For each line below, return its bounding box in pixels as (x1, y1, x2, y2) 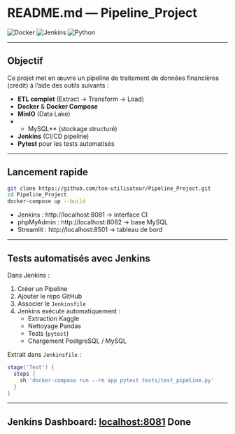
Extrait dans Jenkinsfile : (7, 351, 82, 358)
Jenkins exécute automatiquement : (17, 307, 121, 315)
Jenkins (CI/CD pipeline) (17, 132, 90, 140)
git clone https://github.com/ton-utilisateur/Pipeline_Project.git (7, 184, 211, 192)
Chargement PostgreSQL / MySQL (27, 337, 127, 345)
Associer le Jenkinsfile (17, 299, 86, 308)
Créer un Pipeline (17, 285, 68, 292)
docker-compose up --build (7, 198, 86, 205)
